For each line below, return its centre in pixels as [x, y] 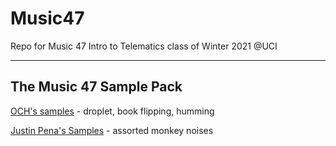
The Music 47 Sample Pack [96, 87]
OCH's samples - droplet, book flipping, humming [112, 111]
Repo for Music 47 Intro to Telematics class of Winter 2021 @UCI [144, 46]
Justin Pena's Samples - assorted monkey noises [112, 130]
